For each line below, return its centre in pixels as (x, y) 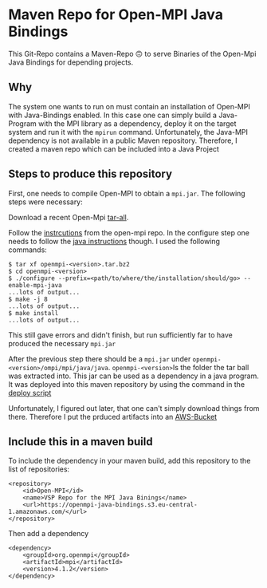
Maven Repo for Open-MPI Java (116, 15)
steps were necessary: (46, 202)
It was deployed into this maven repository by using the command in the (127, 384)
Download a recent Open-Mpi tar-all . (69, 217)
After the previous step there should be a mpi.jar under (100, 359)
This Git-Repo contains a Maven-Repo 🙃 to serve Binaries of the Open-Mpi (132, 53)
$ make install (33, 313)
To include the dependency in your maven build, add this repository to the (130, 461)
